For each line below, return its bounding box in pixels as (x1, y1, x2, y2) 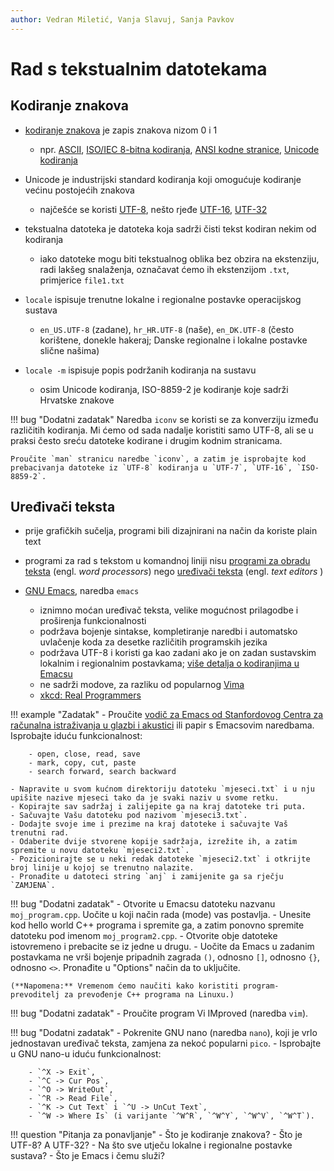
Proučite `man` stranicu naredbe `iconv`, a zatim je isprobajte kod (10, 454, 307, 464)
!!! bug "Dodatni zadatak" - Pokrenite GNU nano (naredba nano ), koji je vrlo (10, 1027, 318, 1039)
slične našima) (39, 344, 100, 356)
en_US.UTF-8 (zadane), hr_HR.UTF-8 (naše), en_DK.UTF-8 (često (39, 323, 295, 335)
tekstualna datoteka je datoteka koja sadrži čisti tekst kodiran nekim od (24, 222, 317, 235)
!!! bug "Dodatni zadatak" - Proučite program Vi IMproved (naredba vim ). (10, 1007, 309, 1020)
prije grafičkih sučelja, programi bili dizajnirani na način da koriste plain (24, 525, 318, 537)
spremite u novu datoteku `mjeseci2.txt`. (10, 846, 190, 856)
